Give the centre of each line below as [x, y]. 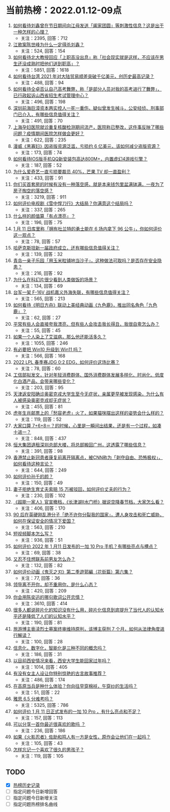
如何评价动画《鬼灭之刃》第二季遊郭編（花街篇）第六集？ [73, 572]
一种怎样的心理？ [31, 32]
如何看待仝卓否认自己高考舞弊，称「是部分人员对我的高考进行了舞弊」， [87, 89]
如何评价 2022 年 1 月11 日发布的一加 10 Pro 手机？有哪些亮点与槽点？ [85, 546]
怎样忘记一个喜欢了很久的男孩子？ [49, 749]
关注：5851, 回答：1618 [45, 70]
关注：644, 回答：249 [44, 470]
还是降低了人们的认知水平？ [46, 616]
